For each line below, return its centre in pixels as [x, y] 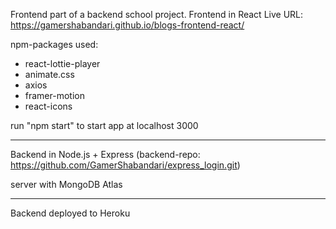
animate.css [49, 74]
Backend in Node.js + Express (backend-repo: [105, 154]
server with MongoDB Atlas [66, 184]
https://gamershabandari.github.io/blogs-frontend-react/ [127, 25]
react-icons [48, 106]
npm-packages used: [54, 44]
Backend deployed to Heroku [70, 213]
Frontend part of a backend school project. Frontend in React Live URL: [157, 14]
